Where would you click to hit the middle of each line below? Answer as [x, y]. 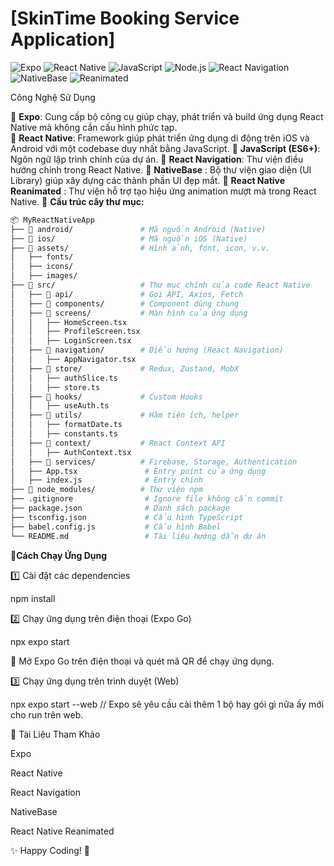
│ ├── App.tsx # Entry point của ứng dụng [138, 471]
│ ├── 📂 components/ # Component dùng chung [125, 303]
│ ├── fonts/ [42, 257]
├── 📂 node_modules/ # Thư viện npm [106, 490]
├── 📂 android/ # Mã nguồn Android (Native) [138, 229]
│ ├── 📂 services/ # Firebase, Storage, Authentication [154, 462]
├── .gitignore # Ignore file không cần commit [147, 499]
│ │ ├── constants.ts [64, 434]
